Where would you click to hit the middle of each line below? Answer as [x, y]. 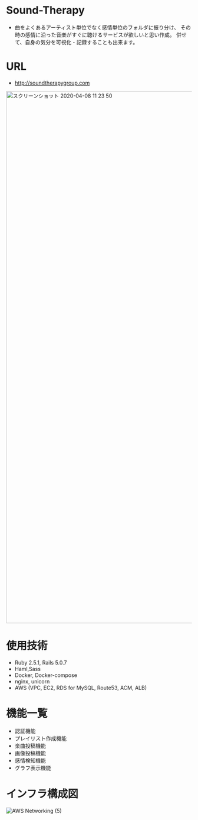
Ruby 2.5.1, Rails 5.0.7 [41, 662]
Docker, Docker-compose [46, 675]
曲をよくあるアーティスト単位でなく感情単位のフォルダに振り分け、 [97, 27]
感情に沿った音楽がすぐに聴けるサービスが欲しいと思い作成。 [100, 35]
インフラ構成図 [42, 794]
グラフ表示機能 [33, 768]
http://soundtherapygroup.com [52, 83]
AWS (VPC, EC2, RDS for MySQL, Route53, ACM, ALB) [81, 688]
